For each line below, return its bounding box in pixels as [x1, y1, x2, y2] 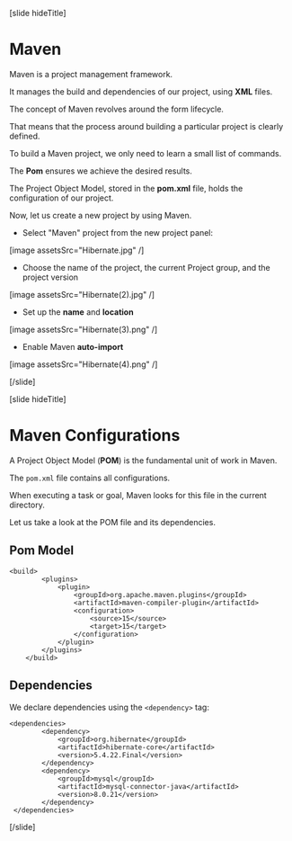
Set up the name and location [22, 306, 134, 318]
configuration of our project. [9, 192, 114, 203]
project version [22, 272, 79, 282]
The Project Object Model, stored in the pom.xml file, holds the [9, 183, 243, 193]
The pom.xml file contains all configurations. [9, 472, 171, 483]
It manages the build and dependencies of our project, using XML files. [9, 85, 273, 97]
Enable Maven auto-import [22, 341, 124, 352]
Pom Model [9, 543, 75, 559]
